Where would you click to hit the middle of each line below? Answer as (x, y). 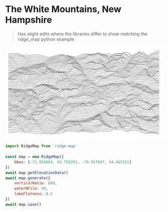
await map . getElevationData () (37, 173)
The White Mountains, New (63, 9)
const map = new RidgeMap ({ (35, 157)
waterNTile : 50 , (31, 189)
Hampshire (29, 20)
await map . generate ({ (28, 178)
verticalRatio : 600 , (36, 183)
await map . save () (23, 204)
